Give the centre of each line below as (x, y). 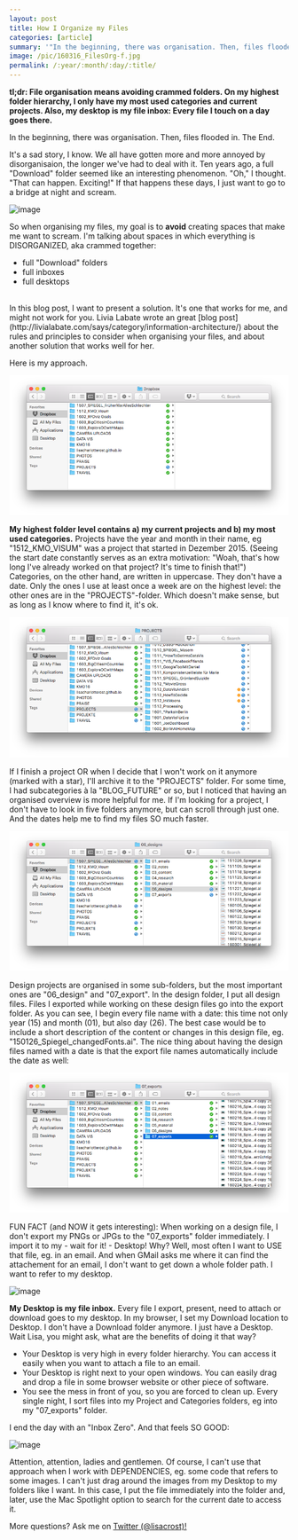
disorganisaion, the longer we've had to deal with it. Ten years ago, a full (141, 164)
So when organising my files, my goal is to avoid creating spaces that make (147, 227)
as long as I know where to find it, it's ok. (84, 605)
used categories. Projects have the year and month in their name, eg (135, 539)
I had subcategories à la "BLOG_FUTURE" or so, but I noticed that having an (148, 790)
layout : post (33, 19)
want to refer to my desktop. (61, 1274)
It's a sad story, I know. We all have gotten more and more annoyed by (137, 154)
